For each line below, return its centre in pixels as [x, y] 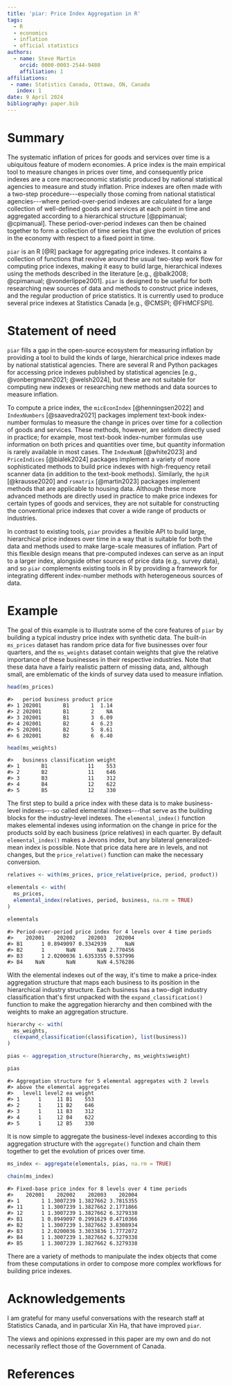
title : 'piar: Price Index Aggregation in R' [74, 13]
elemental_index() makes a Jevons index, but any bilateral [91, 840]
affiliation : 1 [42, 71]
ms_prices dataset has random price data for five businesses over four [107, 645]
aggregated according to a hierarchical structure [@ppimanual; [97, 216]
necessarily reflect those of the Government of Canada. [87, 1346]
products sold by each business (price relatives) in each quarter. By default [114, 833]
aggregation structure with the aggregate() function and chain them [104, 1144]
